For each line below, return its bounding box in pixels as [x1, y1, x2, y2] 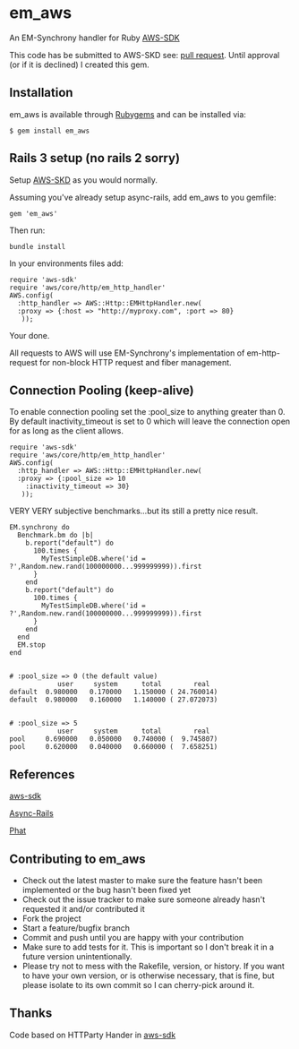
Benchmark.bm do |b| [17, 531, 94, 540]
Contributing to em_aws [9, 851, 146, 866]
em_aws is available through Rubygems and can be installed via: [9, 108, 246, 119]
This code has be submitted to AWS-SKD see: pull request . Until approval [9, 49, 280, 60]
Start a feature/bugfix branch [21, 923, 130, 933]
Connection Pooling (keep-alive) [9, 383, 194, 398]
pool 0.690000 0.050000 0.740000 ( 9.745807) [9, 735, 218, 744]
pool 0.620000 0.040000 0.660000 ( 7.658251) [9, 743, 218, 752]
